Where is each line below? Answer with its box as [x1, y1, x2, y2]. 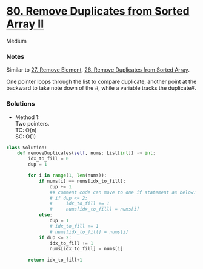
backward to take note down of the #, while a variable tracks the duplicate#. [6, 84, 196, 92]
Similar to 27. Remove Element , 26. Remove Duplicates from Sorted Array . [6, 66, 190, 73]
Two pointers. [15, 120, 50, 127]
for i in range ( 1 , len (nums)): [28, 172, 107, 179]
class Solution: [6, 145, 47, 151]
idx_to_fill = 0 [28, 156, 69, 162]
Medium [6, 37, 27, 44]
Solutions [6, 100, 35, 108]
